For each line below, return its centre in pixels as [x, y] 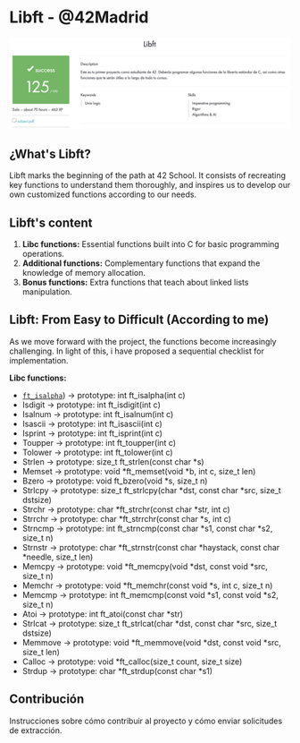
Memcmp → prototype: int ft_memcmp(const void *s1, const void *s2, [150, 594]
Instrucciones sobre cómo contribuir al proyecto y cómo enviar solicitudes [146, 721]
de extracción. [36, 730]
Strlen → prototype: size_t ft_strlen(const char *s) [113, 461]
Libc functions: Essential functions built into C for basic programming [150, 243]
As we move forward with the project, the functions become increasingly [143, 341]
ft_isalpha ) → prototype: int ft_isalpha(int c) [104, 395]
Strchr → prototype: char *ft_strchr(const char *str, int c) [126, 509]
